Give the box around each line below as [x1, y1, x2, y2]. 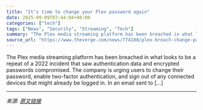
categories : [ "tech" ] [6, 20, 61, 26]
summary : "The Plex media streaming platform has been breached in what [6, 31, 193, 37]
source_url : [6, 37, 36, 43]
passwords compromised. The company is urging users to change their [6, 66, 184, 73]
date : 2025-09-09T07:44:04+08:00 [6, 15, 91, 21]
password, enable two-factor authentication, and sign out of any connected [6, 73, 195, 80]
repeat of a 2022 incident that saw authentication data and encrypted [6, 60, 179, 67]
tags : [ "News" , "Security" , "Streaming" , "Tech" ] [6, 25, 134, 32]
